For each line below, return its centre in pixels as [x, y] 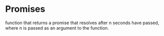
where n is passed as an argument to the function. [57, 28]
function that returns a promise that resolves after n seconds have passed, [82, 23]
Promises [25, 9]
